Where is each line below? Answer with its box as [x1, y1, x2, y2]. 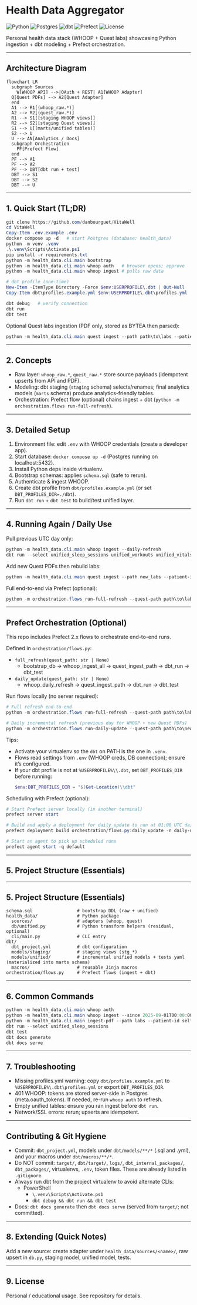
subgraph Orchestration [11, 141, 69, 147]
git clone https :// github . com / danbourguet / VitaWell [6, 219, 135, 225]
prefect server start [6, 812, 59, 817]
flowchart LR [6, 79, 38, 85]
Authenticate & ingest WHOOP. [14, 478, 90, 485]
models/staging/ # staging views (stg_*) [11, 949, 138, 955]
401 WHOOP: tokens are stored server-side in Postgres [14, 1090, 148, 1097]
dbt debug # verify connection [6, 300, 88, 306]
